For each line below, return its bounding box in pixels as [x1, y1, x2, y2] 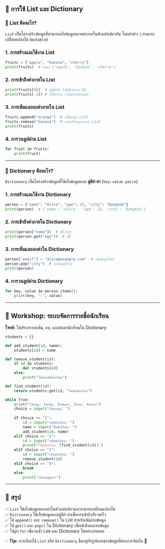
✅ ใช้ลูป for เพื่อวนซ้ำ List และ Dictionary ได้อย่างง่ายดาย [5, 528, 105, 534]
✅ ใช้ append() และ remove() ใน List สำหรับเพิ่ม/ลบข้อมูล [5, 517, 106, 523]
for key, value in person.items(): [5, 289, 78, 294]
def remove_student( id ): [5, 357, 56, 361]
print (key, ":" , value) [14, 293, 63, 299]
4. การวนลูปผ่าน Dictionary [5, 277, 63, 284]
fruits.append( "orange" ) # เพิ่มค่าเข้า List [5, 115, 88, 120]
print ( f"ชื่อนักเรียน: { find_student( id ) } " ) [23, 443, 104, 448]
